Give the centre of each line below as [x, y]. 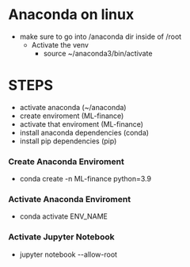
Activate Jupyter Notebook [61, 237]
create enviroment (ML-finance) [72, 116]
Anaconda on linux [71, 15]
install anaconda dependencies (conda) [84, 132]
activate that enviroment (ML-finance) [82, 124]
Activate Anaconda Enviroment [70, 200]
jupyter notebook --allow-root [68, 254]
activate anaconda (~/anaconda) [73, 107]
